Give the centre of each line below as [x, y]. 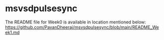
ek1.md [12, 32]
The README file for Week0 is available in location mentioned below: [76, 22]
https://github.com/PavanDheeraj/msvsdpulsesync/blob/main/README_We [82, 27]
